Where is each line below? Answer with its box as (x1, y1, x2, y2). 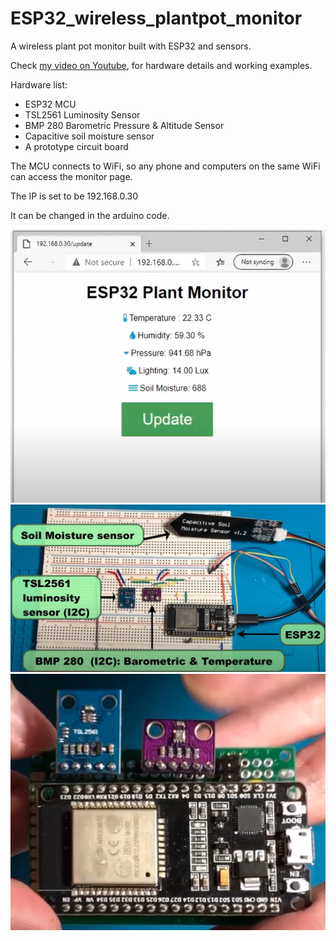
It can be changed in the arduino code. (10, 209, 170, 221)
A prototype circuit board (24, 140, 129, 152)
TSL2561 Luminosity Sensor (24, 108, 141, 121)
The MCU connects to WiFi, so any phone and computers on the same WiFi (10, 160, 321, 172)
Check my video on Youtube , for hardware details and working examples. (10, 59, 313, 71)
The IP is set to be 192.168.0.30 (10, 190, 139, 202)
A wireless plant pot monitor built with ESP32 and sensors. (10, 40, 252, 52)
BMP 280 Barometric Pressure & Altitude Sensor (24, 119, 225, 131)
